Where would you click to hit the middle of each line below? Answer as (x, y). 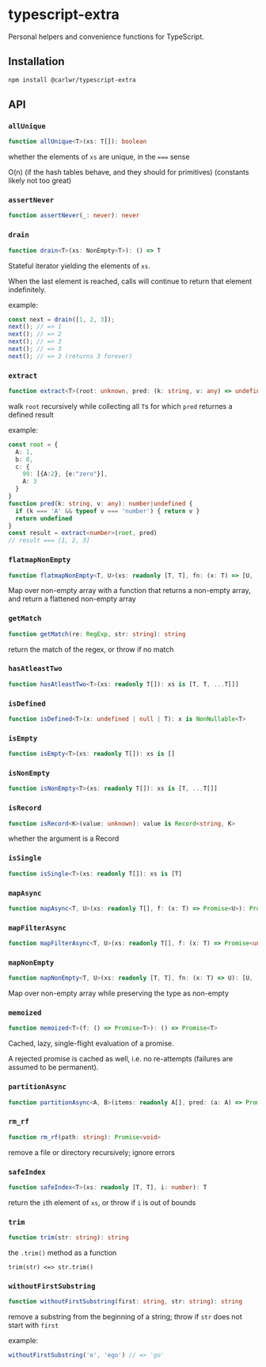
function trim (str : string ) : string (68, 1238)
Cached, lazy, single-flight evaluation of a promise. (91, 1044)
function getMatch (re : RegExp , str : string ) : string (97, 634)
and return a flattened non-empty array (72, 599)
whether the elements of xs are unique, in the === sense (99, 157)
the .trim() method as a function (63, 1253)
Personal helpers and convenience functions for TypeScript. (106, 37)
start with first (34, 1325)
